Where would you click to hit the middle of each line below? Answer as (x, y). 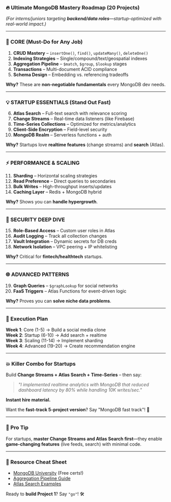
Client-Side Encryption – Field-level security (60, 129)
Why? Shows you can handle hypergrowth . (52, 202)
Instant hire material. (28, 400)
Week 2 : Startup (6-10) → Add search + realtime (56, 335)
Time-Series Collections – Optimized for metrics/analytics (74, 124)
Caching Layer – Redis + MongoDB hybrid (57, 192)
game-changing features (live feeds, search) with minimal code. (74, 444)
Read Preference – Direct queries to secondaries (64, 181)
